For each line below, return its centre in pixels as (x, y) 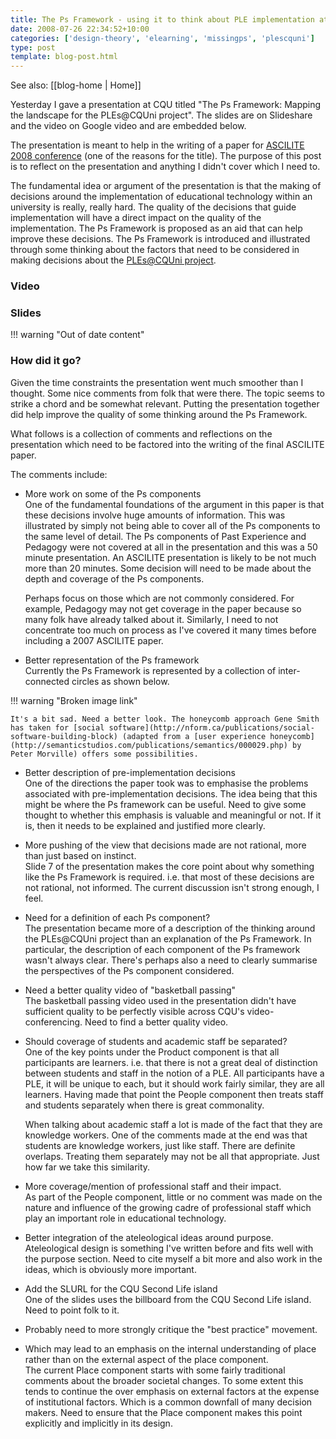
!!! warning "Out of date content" (77, 335)
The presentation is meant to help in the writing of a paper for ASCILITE (157, 145)
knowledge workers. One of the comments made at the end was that (166, 1135)
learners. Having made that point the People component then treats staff (174, 1094)
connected (47, 681)
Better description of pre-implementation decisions (130, 772)
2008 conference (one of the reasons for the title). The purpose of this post (166, 156)
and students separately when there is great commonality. (144, 1105)
